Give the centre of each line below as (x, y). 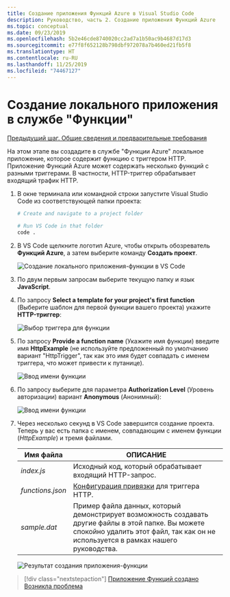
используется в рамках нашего (125, 540)
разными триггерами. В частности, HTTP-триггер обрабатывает (102, 173)
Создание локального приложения (113, 105)
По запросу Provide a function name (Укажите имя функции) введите (118, 341)
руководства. (95, 549)
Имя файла (43, 455)
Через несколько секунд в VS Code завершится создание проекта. (115, 424)
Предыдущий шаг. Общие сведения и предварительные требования (107, 138)
